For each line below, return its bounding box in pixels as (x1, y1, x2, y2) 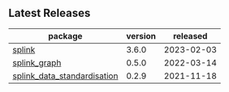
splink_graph (12, 56, 62, 68)
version (125, 30, 157, 41)
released (173, 30, 208, 41)
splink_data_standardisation (12, 70, 119, 82)
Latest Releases (8, 6, 91, 20)
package (48, 30, 83, 41)
